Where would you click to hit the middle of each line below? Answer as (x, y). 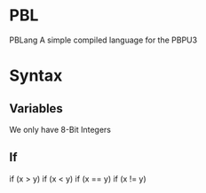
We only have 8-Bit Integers (60, 129)
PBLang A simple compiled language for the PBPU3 (103, 40)
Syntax (36, 76)
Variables (36, 108)
